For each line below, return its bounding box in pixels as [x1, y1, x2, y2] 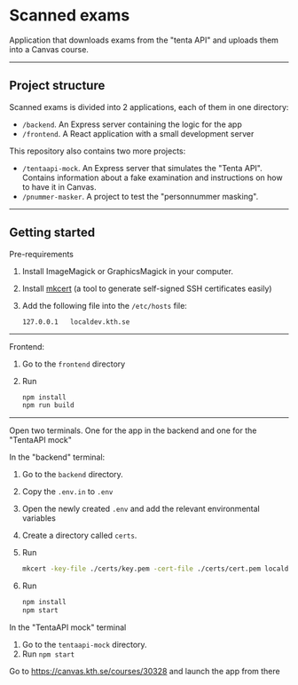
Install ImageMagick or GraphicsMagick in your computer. [21, 265, 233, 276]
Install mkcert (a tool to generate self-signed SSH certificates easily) [21, 283, 272, 294]
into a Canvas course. [9, 43, 89, 54]
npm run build [21, 401, 74, 410]
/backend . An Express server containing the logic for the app [21, 119, 242, 130]
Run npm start [21, 649, 75, 659]
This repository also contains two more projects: [9, 146, 186, 156]
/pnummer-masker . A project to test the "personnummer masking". [21, 191, 259, 201]
